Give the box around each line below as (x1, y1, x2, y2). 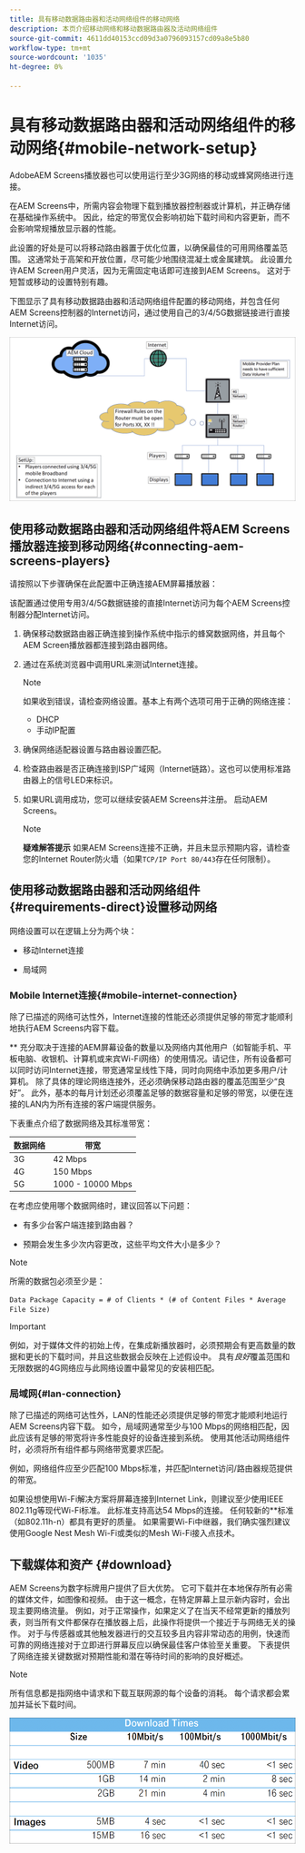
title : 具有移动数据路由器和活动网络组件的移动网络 (9, 15, 180, 24)
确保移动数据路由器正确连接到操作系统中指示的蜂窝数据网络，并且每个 (22, 628, 286, 639)
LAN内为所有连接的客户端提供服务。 (25, 1099, 162, 1109)
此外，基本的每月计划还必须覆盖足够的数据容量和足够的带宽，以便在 (31, 1088, 286, 1099)
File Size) (9, 1305, 51, 1314)
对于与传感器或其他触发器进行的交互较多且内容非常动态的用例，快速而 (26, 1628, 290, 1639)
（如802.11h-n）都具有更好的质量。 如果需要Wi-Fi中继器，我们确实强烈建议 (9, 1516, 290, 1527)
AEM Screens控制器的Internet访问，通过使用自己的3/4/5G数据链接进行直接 (9, 307, 290, 318)
